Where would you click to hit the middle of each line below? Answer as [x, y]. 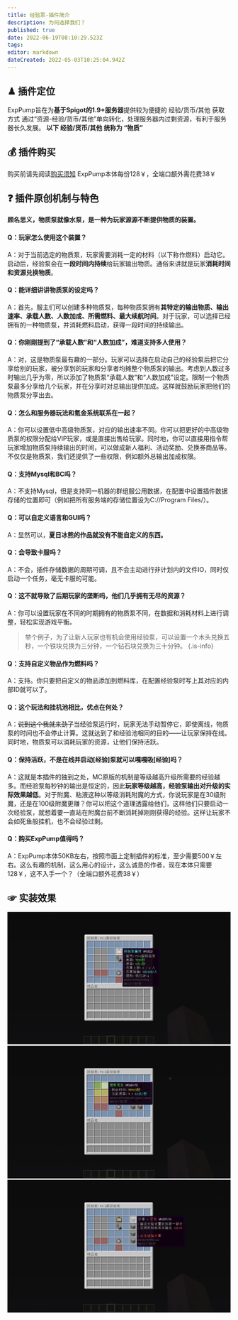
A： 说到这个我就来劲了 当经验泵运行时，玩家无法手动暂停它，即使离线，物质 [118, 724]
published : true [31, 30]
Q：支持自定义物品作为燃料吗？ [53, 664]
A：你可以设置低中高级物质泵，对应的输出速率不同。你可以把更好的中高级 [115, 430]
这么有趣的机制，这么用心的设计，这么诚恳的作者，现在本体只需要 [116, 865]
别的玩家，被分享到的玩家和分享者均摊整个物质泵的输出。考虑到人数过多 [125, 368]
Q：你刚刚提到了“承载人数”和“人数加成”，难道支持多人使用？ [97, 342]
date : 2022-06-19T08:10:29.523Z [55, 38]
